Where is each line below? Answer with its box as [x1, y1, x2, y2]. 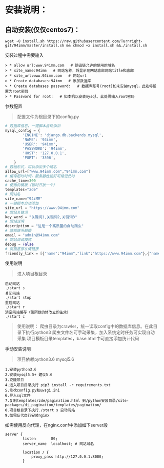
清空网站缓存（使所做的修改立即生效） [5, 310, 71, 315]
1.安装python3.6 [5, 367, 37, 372]
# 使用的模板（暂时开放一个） [5, 183, 57, 187]
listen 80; [22, 436, 58, 441]
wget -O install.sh [5, 39, 45, 44]
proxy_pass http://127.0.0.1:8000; [31, 454, 104, 459]
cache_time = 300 [5, 178, 36, 183]
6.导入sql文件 [5, 393, 31, 398]
